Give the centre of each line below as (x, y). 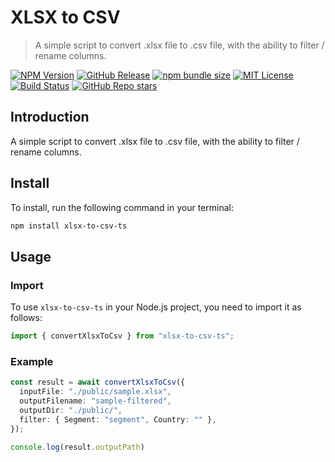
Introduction (50, 117)
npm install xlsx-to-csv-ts (69, 226)
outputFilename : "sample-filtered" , (95, 401)
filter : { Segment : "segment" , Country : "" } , (118, 419)
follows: (26, 318)
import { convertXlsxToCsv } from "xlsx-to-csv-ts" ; (122, 336)
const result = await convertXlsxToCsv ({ (98, 382)
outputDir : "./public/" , (71, 410)
